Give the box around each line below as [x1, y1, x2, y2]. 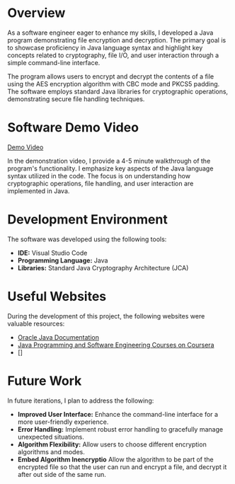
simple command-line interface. [7, 58, 101, 67]
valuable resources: [7, 319, 65, 328]
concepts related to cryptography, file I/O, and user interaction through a [7, 51, 219, 59]
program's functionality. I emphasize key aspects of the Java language [7, 164, 214, 173]
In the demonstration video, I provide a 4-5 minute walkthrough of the [7, 156, 211, 165]
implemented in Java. [7, 186, 70, 195]
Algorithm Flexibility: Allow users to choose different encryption [17, 440, 207, 449]
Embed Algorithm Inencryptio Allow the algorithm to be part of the [17, 455, 214, 463]
